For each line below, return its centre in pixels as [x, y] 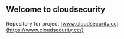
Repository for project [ [35, 23]
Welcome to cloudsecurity [56, 10]
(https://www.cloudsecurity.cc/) [45, 30]
